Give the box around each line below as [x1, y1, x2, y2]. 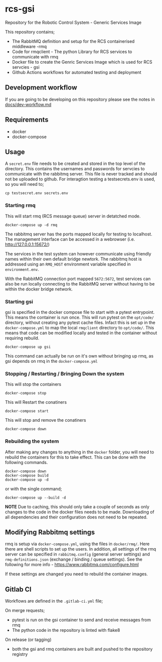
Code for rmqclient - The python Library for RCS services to [12, 49, 132, 54]
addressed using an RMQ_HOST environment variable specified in [5, 261, 131, 267]
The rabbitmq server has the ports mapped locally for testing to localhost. [5, 231, 153, 237]
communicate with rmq [12, 54, 59, 59]
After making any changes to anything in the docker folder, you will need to [5, 449, 154, 455]
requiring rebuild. [5, 335, 40, 341]
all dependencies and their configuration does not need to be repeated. [5, 514, 148, 520]
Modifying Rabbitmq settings [5, 528, 95, 536]
